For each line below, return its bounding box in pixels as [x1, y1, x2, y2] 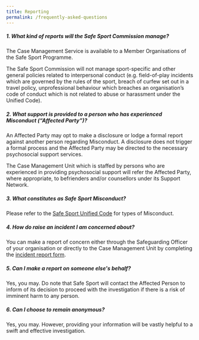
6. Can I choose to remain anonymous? [6, 306, 105, 313]
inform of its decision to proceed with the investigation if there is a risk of [6, 286, 185, 293]
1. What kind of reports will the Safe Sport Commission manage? [6, 33, 169, 40]
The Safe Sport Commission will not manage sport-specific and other [6, 65, 176, 73]
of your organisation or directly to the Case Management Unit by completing [6, 245, 193, 252]
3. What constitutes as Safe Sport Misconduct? [6, 195, 127, 202]
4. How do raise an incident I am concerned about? [6, 223, 135, 231]
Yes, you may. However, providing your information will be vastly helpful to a [6, 321, 193, 328]
